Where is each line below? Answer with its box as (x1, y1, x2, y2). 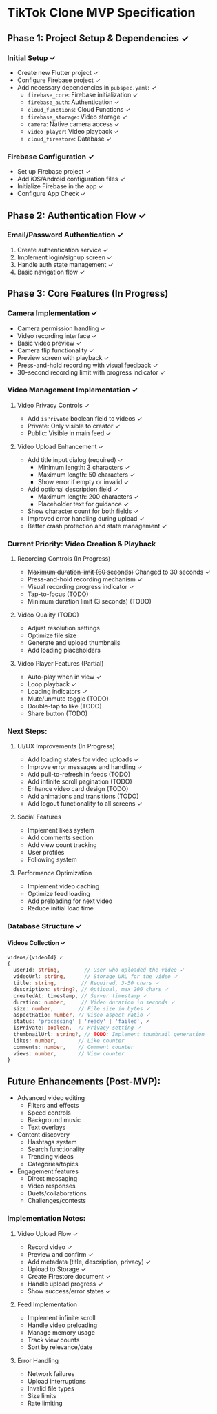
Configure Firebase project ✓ (17, 76, 101, 84)
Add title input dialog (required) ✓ (27, 455, 124, 464)
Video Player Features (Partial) (17, 659, 104, 668)
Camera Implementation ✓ (7, 308, 98, 318)
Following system (27, 855, 77, 864)
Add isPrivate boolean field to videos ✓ (27, 414, 143, 422)
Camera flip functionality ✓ (17, 346, 94, 355)
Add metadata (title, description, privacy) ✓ (27, 1257, 152, 1266)
